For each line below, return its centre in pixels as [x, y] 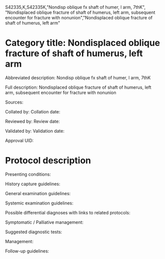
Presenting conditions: [28, 174]
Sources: [14, 102]
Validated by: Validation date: [35, 131]
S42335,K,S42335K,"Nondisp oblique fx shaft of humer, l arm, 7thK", [75, 7]
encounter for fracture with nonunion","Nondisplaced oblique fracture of [79, 18]
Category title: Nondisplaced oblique [82, 43]
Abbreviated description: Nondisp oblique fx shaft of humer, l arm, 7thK [78, 78]
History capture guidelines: [33, 184]
